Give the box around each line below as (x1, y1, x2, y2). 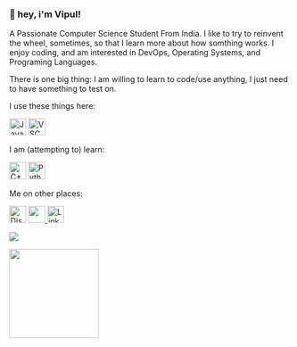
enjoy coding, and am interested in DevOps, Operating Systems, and (9, 47, 261, 58)
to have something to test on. (9, 84, 117, 95)
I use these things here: (9, 101, 96, 112)
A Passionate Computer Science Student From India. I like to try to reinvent (9, 29, 284, 39)
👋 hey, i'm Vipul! (9, 8, 82, 21)
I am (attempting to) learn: (9, 145, 105, 155)
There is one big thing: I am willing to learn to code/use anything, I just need (9, 74, 288, 85)
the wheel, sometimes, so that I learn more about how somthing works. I (9, 37, 275, 48)
